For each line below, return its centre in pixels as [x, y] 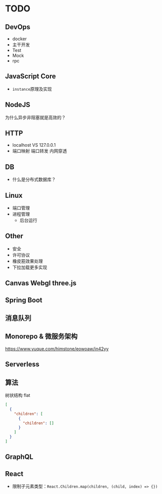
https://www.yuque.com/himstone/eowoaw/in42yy [57, 349]
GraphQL [19, 457]
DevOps [18, 27]
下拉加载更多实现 [30, 267]
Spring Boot [24, 300]
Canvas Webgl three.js [41, 283]
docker [20, 39]
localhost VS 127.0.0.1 [34, 145]
